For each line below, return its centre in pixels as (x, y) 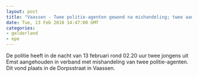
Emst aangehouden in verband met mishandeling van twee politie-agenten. (97, 62)
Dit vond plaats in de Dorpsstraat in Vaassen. (61, 68)
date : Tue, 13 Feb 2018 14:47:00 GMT (52, 22)
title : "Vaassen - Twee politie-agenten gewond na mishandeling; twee (95, 17)
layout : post (22, 11)
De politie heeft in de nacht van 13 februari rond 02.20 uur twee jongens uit (97, 56)
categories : (21, 28)
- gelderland (22, 34)
